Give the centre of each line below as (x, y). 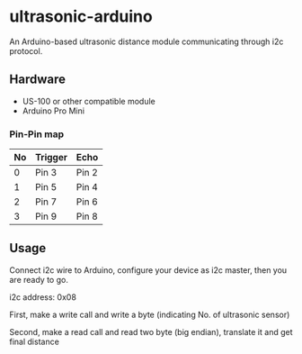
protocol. (26, 50)
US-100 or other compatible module (89, 101)
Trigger (51, 158)
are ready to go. (39, 279)
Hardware (37, 80)
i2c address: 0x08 (43, 297)
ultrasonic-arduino (81, 17)
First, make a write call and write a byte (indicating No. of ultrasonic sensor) (150, 314)
